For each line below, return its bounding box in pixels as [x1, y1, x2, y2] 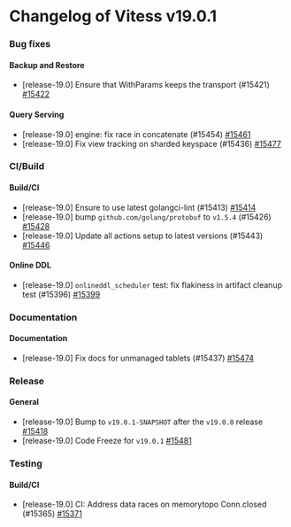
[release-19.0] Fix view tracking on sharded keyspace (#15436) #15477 [21, 138, 281, 149]
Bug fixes [9, 38, 51, 50]
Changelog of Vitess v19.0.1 [9, 6, 218, 27]
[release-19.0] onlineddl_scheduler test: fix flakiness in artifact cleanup [21, 279, 283, 290]
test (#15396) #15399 [21, 289, 101, 299]
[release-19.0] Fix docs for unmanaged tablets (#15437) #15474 [21, 353, 255, 363]
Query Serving [9, 109, 65, 120]
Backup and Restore [9, 59, 86, 70]
